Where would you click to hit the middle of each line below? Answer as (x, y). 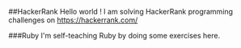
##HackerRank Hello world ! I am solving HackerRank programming (120, 12)
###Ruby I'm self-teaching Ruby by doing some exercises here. (114, 36)
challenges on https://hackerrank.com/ (73, 20)
